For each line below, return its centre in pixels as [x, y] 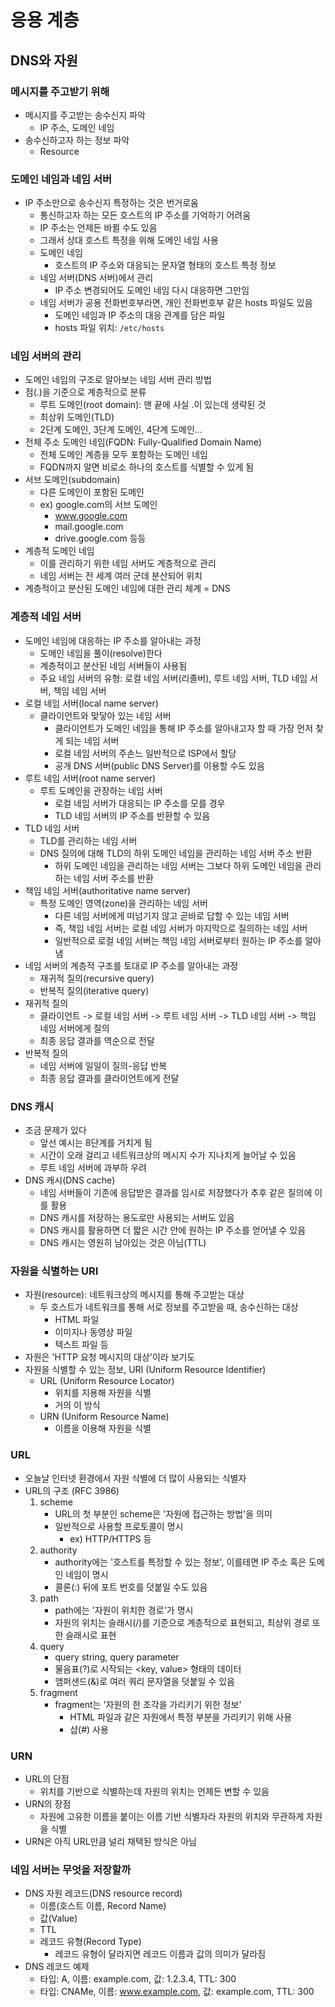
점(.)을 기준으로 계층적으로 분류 [85, 392]
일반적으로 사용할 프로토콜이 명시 [119, 1526]
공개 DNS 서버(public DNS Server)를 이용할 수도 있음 [159, 765]
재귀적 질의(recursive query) [97, 978]
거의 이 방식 [77, 1405]
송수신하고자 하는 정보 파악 [77, 140]
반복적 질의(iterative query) [94, 990]
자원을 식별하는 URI [54, 1271]
